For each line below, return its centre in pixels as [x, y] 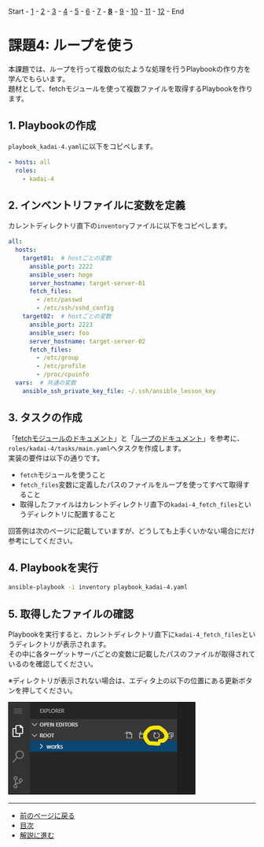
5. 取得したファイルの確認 [71, 614]
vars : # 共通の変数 [46, 383]
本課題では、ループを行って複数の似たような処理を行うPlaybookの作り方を [130, 69]
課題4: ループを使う [71, 46]
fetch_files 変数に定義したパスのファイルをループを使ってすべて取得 [131, 485]
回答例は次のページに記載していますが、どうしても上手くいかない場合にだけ [132, 530]
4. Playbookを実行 [53, 568]
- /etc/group [58, 358]
